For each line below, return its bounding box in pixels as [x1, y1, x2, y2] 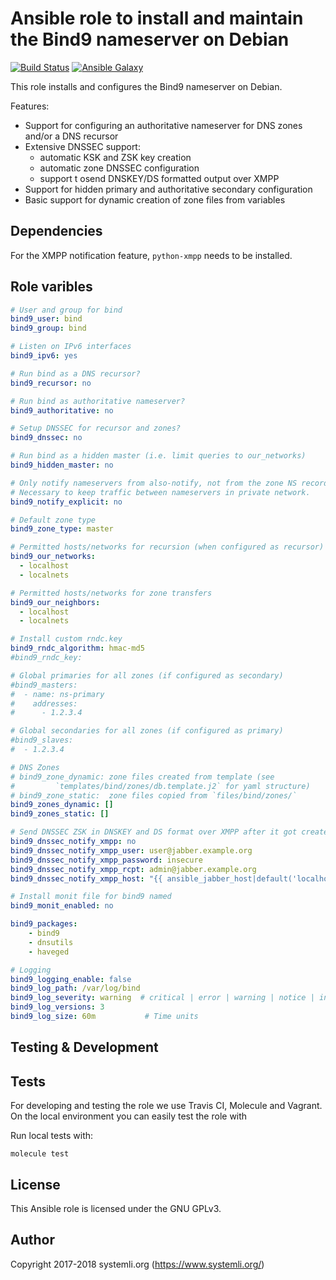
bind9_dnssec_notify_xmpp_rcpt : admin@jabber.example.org [10, 864, 257, 874]
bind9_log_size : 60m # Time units [10, 1012, 199, 1022]
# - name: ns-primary [10, 689, 105, 699]
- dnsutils [28, 937, 74, 947]
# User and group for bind [10, 305, 123, 315]
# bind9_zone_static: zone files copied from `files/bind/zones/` [10, 790, 298, 801]
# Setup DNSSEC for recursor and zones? [10, 423, 182, 434]
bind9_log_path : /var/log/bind [10, 983, 141, 994]
